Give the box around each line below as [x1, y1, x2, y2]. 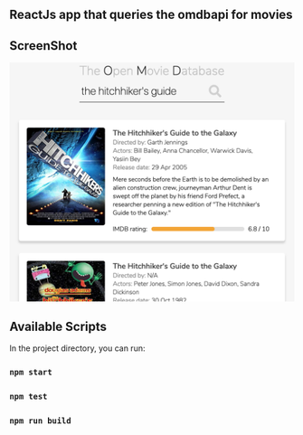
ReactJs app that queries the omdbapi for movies [9, 7, 293, 23]
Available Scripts [9, 318, 107, 334]
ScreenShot [9, 38, 78, 53]
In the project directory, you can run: [9, 343, 146, 354]
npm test [9, 392, 48, 402]
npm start [9, 367, 52, 378]
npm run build [9, 416, 71, 426]
